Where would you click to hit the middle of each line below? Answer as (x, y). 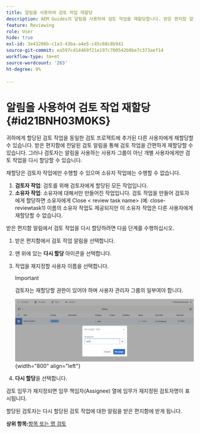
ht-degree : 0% (24, 69)
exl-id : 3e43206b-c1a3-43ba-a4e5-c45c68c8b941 (65, 44)
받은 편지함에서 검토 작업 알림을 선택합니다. (65, 241)
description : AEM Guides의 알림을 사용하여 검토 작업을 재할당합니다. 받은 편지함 (96, 19)
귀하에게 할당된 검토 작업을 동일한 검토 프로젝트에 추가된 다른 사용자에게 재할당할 (100, 138)
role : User (20, 32)
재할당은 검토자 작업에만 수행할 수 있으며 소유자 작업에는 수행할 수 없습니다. (93, 173)
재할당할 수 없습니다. (39, 215)
